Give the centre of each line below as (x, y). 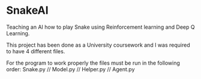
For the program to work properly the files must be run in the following (93, 63)
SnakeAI (28, 10)
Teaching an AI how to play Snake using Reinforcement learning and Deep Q (100, 27)
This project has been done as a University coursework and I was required (98, 45)
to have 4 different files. (36, 51)
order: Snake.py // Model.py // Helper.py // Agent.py (70, 69)
